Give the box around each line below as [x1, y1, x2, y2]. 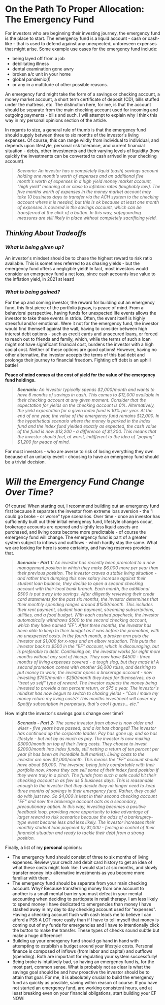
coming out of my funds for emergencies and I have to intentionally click [12, 922, 159, 928]
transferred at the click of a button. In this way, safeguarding [17, 209, 141, 215]
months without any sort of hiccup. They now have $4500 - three [17, 653, 151, 659]
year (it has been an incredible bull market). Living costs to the [17, 751, 145, 757]
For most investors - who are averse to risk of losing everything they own [5, 448, 154, 454]
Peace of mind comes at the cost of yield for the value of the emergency [5, 372, 156, 378]
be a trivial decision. [5, 459, 46, 465]
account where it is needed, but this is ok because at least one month [17, 199, 159, 205]
